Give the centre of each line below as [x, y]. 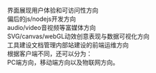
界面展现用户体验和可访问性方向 [53, 10]
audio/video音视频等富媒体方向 [51, 27]
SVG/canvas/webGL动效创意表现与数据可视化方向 [79, 36]
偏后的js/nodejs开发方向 [42, 19]
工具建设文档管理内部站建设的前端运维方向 [68, 45]
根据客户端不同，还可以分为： [50, 54]
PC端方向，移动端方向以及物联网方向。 [63, 62]
